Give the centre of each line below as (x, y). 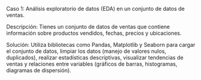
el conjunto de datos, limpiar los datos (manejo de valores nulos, (86, 51)
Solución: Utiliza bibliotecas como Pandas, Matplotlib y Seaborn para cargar (101, 45)
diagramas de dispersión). (39, 70)
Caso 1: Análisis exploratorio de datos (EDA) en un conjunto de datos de (96, 9)
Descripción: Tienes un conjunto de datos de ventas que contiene (88, 27)
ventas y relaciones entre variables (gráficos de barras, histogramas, (92, 64)
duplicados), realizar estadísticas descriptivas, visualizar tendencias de (95, 57)
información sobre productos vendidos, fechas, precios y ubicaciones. (94, 33)
